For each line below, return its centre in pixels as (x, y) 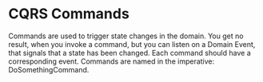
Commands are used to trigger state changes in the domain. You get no (126, 36)
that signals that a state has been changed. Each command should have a (130, 53)
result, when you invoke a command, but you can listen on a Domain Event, (132, 44)
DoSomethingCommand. (49, 69)
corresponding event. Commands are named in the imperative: (112, 61)
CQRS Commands (69, 14)
